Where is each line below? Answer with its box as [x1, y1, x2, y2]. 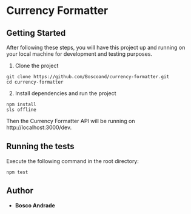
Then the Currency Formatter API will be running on [6, 118, 135, 124]
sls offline [6, 107, 36, 113]
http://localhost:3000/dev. [6, 124, 72, 131]
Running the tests [6, 141, 75, 152]
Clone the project [15, 62, 59, 69]
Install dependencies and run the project [15, 90, 116, 97]
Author [6, 186, 33, 196]
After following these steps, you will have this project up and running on [6, 44, 186, 51]
